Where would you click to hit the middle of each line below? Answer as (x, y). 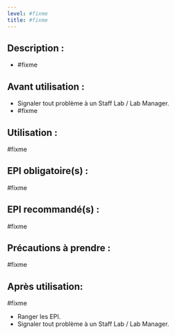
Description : (36, 48)
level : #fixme (28, 14)
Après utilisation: (45, 286)
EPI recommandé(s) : (53, 210)
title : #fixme (28, 20)
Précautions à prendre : (59, 248)
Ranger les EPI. (39, 317)
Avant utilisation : (46, 86)
